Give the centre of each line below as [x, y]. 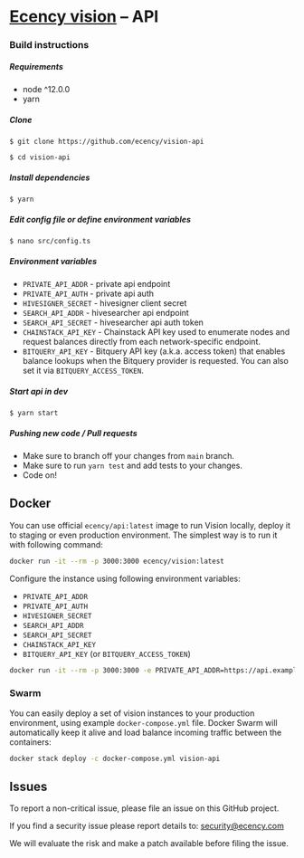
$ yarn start [34, 413]
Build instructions [49, 45]
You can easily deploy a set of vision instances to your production [132, 713]
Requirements [36, 66]
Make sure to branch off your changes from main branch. [128, 455]
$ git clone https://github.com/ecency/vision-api [107, 142]
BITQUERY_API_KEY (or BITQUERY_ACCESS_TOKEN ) [107, 653]
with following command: [57, 544]
